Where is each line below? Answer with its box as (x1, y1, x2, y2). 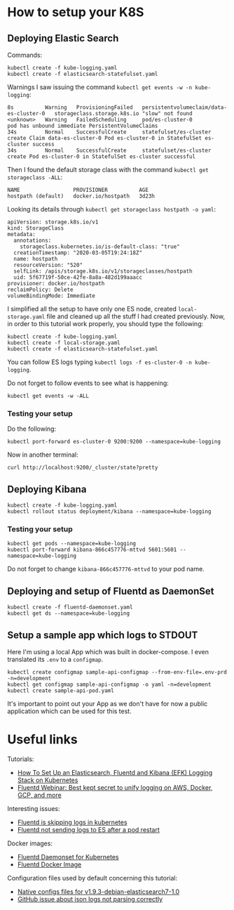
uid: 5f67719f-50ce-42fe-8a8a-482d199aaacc (13, 274, 142, 281)
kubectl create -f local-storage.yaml (7, 339, 121, 346)
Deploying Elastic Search (7, 32, 119, 44)
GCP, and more (17, 791, 62, 799)
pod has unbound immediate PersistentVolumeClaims (7, 122, 158, 129)
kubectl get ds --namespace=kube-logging (7, 610, 130, 617)
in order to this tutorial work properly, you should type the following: (7, 320, 204, 327)
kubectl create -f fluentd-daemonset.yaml (7, 604, 133, 611)
